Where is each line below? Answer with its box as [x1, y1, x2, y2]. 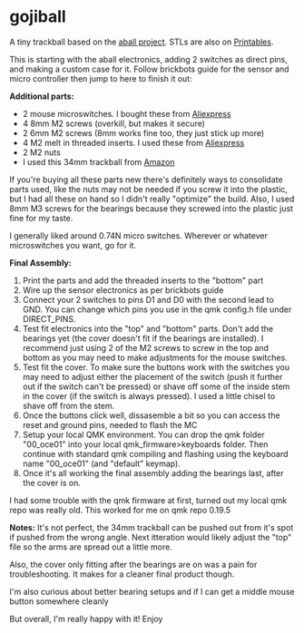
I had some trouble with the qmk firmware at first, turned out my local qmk [9, 494, 288, 505]
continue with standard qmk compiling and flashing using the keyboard [22, 448, 289, 459]
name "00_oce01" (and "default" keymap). [22, 458, 181, 469]
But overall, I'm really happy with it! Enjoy [9, 613, 163, 624]
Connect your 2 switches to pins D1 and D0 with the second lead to [22, 294, 274, 305]
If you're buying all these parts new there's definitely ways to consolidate [9, 174, 283, 185]
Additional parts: [9, 91, 74, 102]
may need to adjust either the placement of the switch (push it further [22, 371, 283, 382]
